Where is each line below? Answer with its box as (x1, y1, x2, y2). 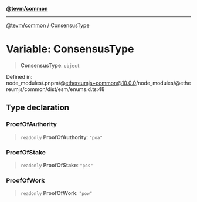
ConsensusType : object (20, 62, 80, 69)
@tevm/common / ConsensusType (6, 22, 90, 29)
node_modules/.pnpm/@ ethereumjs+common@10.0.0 (6, 79, 137, 86)
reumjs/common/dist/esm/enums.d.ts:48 (6, 85, 105, 93)
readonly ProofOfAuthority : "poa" (20, 133, 103, 140)
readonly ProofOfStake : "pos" (20, 161, 93, 169)
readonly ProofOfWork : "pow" (20, 190, 93, 197)
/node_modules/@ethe (135, 79, 191, 86)
